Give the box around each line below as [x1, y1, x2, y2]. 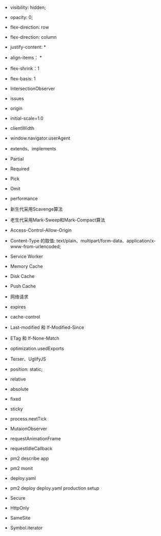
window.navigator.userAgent [10, 135, 71, 141]
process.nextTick [10, 416, 47, 421]
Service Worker [10, 253, 43, 259]
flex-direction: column [10, 34, 57, 40]
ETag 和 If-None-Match [10, 335, 60, 341]
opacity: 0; [10, 14, 33, 20]
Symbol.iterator [10, 525, 43, 531]
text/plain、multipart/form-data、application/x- [56, 238, 156, 243]
